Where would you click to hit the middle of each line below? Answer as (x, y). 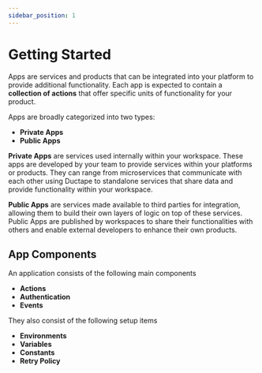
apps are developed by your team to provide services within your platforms (130, 164)
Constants (37, 352)
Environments (43, 336)
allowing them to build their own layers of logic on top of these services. (125, 213)
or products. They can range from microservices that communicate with (125, 172)
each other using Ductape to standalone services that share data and (121, 181)
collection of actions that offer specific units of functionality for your (120, 93)
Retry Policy (40, 361)
